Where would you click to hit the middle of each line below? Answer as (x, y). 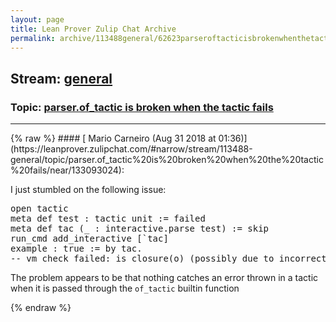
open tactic (39, 209)
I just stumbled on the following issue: (88, 190)
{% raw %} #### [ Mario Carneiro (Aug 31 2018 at (113, 138)
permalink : (33, 38)
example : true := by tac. (76, 249)
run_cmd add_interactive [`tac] (89, 239)
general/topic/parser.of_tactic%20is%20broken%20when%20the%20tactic (167, 160)
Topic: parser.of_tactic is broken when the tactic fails (142, 107)
